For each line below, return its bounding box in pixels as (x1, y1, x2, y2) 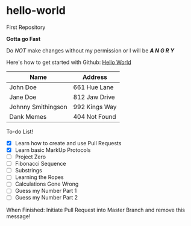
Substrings (14, 167, 42, 174)
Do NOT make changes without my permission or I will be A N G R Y (6, 46, 175, 54)
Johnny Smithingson (9, 102, 67, 111)
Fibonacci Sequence (14, 160, 66, 168)
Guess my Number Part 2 (14, 194, 78, 201)
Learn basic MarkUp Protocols (14, 146, 91, 154)
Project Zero (14, 153, 46, 160)
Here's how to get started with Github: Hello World (6, 58, 131, 66)
